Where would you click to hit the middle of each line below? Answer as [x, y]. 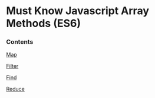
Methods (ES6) [44, 23]
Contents [20, 42]
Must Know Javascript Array [77, 11]
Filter [12, 66]
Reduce [15, 89]
